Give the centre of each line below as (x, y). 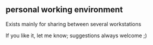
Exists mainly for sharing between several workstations (74, 24)
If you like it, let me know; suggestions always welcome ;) (76, 36)
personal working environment (64, 10)
